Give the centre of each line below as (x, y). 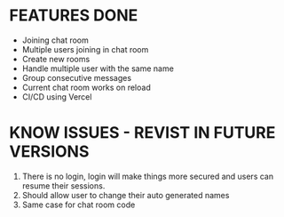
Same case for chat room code (79, 205)
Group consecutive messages (76, 77)
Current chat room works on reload (86, 87)
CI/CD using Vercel (57, 96)
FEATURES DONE (74, 16)
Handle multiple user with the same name (98, 68)
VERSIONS (49, 152)
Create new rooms (56, 59)
